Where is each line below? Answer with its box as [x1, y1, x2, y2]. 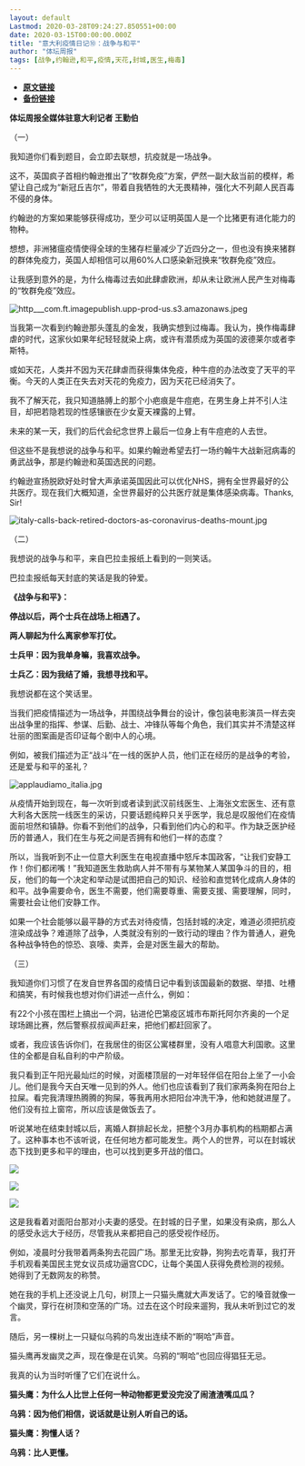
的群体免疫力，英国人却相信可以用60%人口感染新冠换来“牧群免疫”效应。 [9, 255, 281, 265]
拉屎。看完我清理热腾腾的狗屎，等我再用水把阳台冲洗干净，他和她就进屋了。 [9, 1092, 296, 1103]
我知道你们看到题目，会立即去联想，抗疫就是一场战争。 [9, 151, 216, 162]
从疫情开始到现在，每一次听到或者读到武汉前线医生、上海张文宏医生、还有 [9, 798, 288, 808]
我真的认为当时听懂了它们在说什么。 [9, 1370, 145, 1381]
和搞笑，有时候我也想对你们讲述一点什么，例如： [9, 989, 192, 999]
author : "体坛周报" [9, 47, 78, 56]
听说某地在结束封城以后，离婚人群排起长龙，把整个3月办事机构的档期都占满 [9, 1123, 293, 1133]
